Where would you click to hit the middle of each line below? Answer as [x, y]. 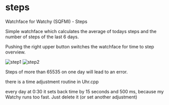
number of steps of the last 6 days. [42, 37]
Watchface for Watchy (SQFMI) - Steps [46, 21]
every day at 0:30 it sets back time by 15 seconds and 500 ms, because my [85, 91]
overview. [15, 52]
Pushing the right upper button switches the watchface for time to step [80, 46]
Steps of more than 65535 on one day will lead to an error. [67, 72]
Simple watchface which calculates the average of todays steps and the [81, 31]
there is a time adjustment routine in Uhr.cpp [52, 82]
